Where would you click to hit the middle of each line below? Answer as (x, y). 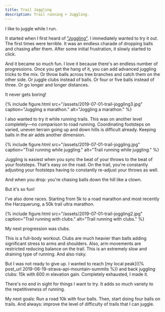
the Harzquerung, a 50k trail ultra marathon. (50, 204)
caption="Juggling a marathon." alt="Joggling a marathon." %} (68, 109)
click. (11, 54)
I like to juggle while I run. (31, 28)
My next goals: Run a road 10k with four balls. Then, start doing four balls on (83, 299)
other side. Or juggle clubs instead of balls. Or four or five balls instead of (80, 79)
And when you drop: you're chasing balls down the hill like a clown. (74, 179)
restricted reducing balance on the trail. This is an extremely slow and (76, 248)
